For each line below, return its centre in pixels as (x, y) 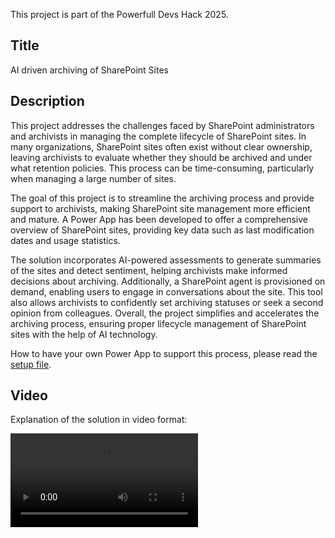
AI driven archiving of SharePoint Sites (89, 70)
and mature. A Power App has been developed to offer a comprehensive (159, 219)
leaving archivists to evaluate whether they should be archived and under (161, 157)
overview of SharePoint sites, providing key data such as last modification (162, 230)
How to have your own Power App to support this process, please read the (164, 353)
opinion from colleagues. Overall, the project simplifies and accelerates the (165, 313)
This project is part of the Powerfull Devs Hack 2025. (119, 14)
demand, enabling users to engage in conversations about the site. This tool (166, 291)
